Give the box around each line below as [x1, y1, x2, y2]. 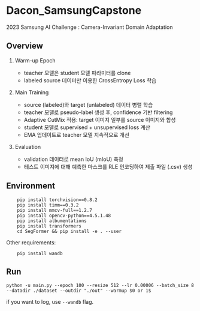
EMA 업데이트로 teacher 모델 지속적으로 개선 [23, 131, 130, 138]
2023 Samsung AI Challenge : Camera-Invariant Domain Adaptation [6, 23, 173, 31]
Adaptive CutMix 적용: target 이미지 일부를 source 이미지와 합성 [23, 116, 176, 123]
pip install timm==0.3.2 [17, 202, 79, 208]
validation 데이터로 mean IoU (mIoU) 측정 [23, 155, 124, 163]
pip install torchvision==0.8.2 [17, 196, 98, 203]
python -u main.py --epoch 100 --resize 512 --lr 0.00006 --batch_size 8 [6, 283, 195, 289]
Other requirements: [6, 238, 56, 246]
